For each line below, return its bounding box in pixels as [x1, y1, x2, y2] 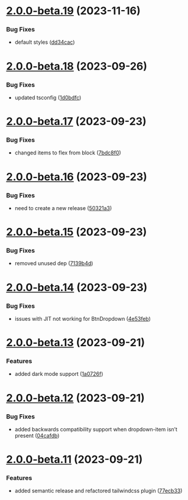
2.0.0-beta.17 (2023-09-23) [6, 115, 147, 128]
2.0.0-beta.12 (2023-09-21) [6, 391, 145, 405]
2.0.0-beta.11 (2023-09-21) [6, 453, 143, 466]
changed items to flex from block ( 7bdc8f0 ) [14, 149, 121, 156]
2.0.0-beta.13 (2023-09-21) [6, 336, 145, 350]
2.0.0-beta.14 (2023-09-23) [6, 280, 148, 294]
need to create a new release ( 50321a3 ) [14, 204, 112, 211]
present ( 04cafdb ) [14, 432, 60, 439]
